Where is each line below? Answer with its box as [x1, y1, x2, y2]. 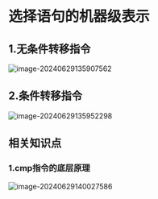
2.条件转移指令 [8, 89, 83, 103]
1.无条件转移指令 [8, 42, 91, 56]
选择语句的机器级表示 [8, 7, 151, 26]
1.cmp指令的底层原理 [8, 163, 90, 174]
